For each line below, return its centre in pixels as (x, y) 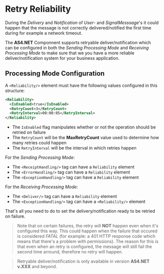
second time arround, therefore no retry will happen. (70, 252)
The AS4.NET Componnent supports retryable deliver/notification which (78, 42)
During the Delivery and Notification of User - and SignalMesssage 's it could (82, 23)
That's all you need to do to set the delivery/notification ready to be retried (80, 211)
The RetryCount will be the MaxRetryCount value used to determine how (85, 138)
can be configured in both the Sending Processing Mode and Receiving (77, 48)
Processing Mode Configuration (55, 74)
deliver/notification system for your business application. (62, 58)
